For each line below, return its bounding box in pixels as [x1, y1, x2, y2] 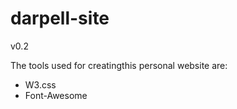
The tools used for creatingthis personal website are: [10, 59, 228, 71]
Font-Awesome [24, 89, 88, 101]
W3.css [24, 78, 57, 91]
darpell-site [10, 7, 110, 30]
